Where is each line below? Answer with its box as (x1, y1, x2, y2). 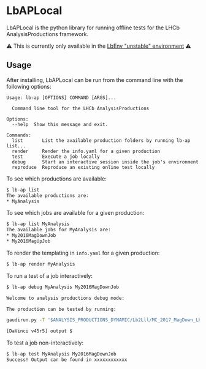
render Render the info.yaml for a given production (12, 148, 161, 154)
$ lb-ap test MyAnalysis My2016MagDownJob (6, 351, 116, 357)
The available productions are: (6, 192, 89, 199)
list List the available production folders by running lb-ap (12, 137, 191, 144)
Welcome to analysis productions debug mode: (6, 295, 124, 301)
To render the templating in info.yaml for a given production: (6, 249, 160, 256)
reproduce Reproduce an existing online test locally (12, 164, 155, 170)
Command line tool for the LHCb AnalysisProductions (12, 105, 150, 111)
